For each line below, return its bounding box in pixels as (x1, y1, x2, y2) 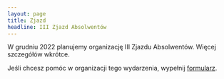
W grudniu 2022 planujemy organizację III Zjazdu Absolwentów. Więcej (7, 43, 216, 51)
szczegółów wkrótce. (7, 50, 70, 59)
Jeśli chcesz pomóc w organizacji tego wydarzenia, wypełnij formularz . (7, 64, 218, 73)
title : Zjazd (7, 17, 46, 24)
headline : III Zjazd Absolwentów (7, 23, 107, 30)
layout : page (7, 10, 46, 18)
